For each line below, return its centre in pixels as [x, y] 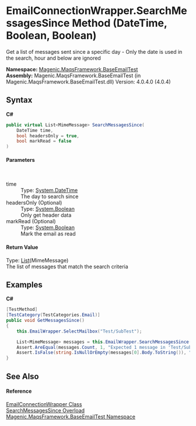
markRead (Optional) [31, 221]
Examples [24, 285]
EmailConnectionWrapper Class [44, 404]
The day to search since [50, 196]
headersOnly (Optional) [34, 203]
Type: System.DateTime [49, 191]
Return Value [22, 247]
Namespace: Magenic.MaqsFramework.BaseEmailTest [72, 69]
